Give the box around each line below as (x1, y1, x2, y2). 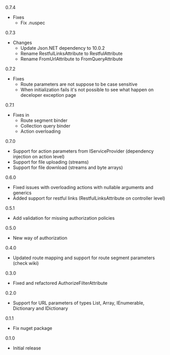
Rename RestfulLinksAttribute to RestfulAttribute (20, 51, 123, 56)
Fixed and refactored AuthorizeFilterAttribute (12, 280, 108, 286)
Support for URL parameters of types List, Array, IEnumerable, (12, 300, 145, 306)
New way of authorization (12, 235, 68, 241)
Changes (12, 39, 32, 46)
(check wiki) (12, 260, 39, 266)
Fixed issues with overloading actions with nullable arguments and (12, 184, 154, 190)
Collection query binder (20, 123, 71, 129)
